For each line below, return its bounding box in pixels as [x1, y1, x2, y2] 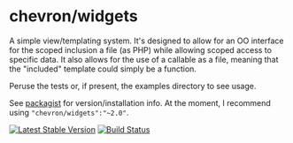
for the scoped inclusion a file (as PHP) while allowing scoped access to [9, 44, 273, 55]
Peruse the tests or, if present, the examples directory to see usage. [9, 80, 257, 91]
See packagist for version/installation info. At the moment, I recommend [9, 97, 272, 108]
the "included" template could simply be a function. [9, 64, 197, 74]
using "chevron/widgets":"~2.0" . [9, 107, 129, 117]
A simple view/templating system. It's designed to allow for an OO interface [9, 35, 284, 46]
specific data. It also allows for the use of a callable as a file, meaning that [9, 54, 279, 64]
